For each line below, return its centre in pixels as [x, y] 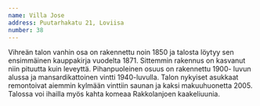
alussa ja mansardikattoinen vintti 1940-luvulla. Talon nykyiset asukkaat [123, 77]
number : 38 [26, 30]
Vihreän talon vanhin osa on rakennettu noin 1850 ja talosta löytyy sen [121, 53]
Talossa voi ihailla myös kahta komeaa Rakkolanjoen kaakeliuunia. [114, 94]
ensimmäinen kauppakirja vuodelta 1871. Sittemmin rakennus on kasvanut [127, 60]
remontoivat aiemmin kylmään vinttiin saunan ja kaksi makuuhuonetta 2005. [130, 86]
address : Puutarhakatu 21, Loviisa [66, 23]
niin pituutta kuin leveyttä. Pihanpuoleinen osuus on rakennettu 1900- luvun [130, 69]
